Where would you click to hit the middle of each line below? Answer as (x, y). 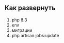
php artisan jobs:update (35, 35)
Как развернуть (30, 8)
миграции (22, 30)
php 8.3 (19, 20)
